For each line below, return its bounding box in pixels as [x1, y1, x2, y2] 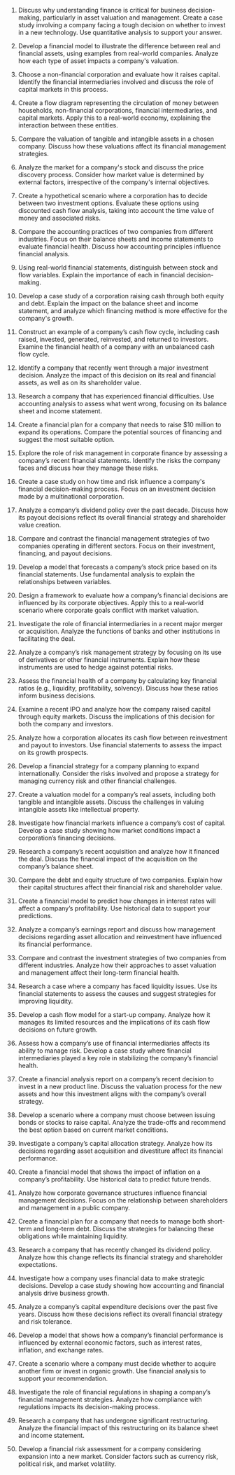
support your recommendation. [17, 1374, 108, 1383]
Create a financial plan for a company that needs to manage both [17, 1217, 206, 1225]
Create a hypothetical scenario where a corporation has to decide [17, 192, 208, 200]
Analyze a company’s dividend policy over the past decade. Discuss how [17, 506, 229, 514]
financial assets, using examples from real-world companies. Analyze [17, 49, 219, 57]
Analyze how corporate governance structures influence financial [17, 1189, 207, 1197]
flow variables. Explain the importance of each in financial [17, 271, 185, 279]
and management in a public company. [17, 1204, 130, 1212]
